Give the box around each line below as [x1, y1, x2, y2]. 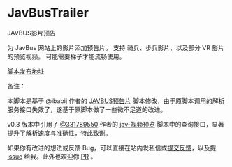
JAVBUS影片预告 [7, 29, 56, 37]
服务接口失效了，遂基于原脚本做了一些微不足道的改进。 [7, 105, 166, 113]
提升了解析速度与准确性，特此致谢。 [7, 129, 112, 137]
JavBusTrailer [7, 5, 89, 21]
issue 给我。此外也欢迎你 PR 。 [7, 152, 97, 161]
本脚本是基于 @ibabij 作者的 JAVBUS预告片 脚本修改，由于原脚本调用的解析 [7, 96, 225, 105]
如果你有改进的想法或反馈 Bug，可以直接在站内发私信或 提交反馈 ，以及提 [7, 143, 217, 152]
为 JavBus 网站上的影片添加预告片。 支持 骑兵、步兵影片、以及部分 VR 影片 [7, 43, 225, 51]
